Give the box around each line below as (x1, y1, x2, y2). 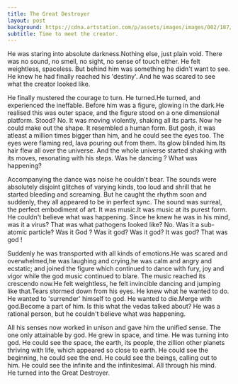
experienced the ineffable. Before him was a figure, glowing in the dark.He (7, 101, 225, 110)
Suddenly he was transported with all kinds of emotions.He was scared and (7, 249, 228, 258)
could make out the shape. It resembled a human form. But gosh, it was (7, 124, 216, 132)
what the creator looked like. (7, 79, 91, 89)
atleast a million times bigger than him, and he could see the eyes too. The (7, 131, 225, 140)
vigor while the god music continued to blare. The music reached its (7, 272, 206, 280)
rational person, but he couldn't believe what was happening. (7, 309, 186, 318)
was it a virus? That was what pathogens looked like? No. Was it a (7, 221, 200, 229)
